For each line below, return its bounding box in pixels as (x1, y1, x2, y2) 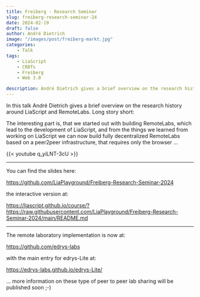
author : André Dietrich (6, 31, 65, 37)
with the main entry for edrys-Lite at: (6, 255, 96, 261)
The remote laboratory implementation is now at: (6, 232, 126, 238)
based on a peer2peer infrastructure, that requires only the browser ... (6, 139, 179, 146)
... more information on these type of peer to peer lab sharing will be (6, 277, 174, 285)
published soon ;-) (6, 284, 52, 291)
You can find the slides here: (6, 168, 76, 174)
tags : (6, 53, 20, 59)
